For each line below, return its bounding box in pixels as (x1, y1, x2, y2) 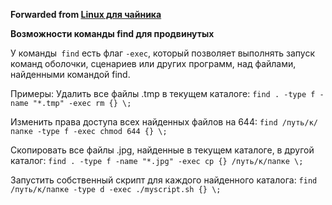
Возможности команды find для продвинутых (10, 28, 215, 39)
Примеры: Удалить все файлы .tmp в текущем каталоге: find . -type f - (10, 88, 325, 99)
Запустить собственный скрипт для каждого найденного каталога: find (10, 174, 318, 186)
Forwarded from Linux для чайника (10, 9, 162, 20)
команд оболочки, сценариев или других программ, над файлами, (10, 58, 297, 69)
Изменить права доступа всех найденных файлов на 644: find (10, 116, 278, 128)
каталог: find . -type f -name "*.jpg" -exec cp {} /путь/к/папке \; (10, 155, 304, 166)
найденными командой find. (10, 69, 131, 80)
